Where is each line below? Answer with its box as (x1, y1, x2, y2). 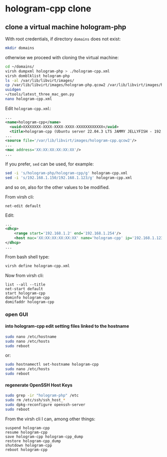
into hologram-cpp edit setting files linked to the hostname (5, 323, 129, 329)
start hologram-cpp (5, 291, 46, 296)
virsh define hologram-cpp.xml (5, 263, 70, 268)
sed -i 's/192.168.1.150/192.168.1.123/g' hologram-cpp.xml (5, 175, 133, 180)
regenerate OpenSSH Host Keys (5, 382, 73, 388)
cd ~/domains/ (5, 64, 35, 69)
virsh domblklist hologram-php (5, 73, 70, 78)
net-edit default (5, 203, 41, 209)
